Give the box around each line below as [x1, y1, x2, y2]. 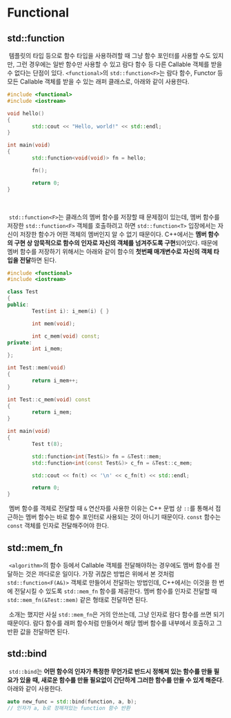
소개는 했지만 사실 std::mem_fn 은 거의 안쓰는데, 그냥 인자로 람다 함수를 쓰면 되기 [8, 610, 225, 619]
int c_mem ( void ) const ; [32, 333, 100, 340]
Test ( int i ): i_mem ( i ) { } [32, 307, 110, 315]
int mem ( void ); [32, 320, 76, 327]
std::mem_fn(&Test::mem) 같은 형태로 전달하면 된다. [7, 595, 148, 603]
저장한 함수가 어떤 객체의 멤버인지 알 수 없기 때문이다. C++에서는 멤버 [19, 230, 207, 238]
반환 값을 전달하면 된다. [7, 627, 70, 636]
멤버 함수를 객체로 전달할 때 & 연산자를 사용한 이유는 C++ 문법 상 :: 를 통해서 [8, 504, 214, 512]
